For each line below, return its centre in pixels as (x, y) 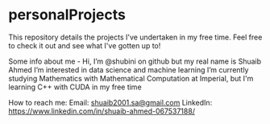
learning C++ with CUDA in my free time (75, 87)
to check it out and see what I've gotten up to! (85, 45)
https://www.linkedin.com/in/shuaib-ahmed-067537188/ (102, 111)
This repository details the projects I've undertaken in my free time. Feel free (135, 37)
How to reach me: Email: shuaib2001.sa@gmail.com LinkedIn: (110, 102)
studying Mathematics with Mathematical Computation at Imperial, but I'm (131, 78)
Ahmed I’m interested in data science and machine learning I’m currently (129, 69)
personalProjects (67, 15)
